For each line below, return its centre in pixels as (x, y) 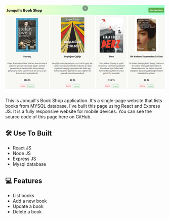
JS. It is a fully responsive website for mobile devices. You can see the (79, 111)
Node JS (22, 153)
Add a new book (30, 201)
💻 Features (24, 181)
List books (23, 196)
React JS (22, 148)
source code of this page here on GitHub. (49, 116)
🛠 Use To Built (29, 133)
